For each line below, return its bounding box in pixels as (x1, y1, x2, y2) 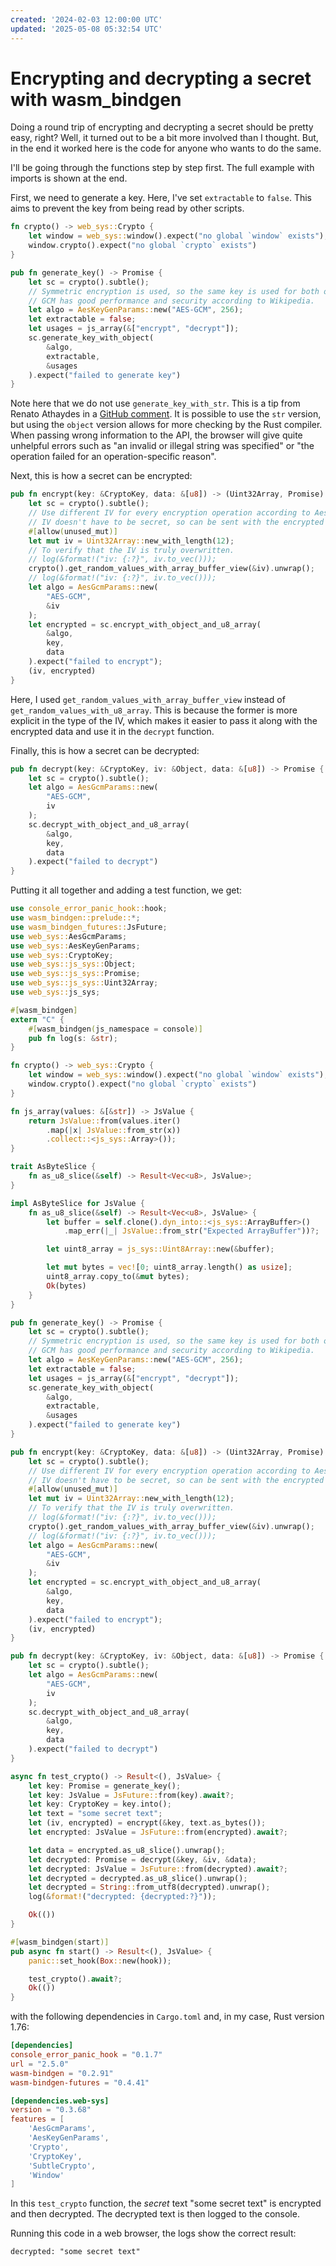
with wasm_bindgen (10, 88, 182, 111)
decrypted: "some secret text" (10, 2247, 141, 2257)
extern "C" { (10, 1014, 65, 1025)
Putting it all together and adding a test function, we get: (10, 884, 243, 896)
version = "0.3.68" (10, 2105, 92, 2115)
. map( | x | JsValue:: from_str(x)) (46, 1125, 182, 1135)
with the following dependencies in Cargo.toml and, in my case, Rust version (10, 2011, 325, 2023)
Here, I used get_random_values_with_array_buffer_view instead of (10, 693, 286, 705)
